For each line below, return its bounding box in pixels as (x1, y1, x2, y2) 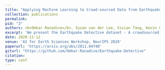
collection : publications (5, 12, 58, 17)
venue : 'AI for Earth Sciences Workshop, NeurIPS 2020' (5, 39, 122, 44)
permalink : (5, 16, 27, 21)
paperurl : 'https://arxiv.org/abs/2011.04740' (5, 44, 102, 49)
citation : (5, 53, 26, 58)
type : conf (5, 58, 27, 63)
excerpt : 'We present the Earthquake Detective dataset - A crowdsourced (5, 30, 160, 35)
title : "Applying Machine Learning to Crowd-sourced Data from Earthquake (5, 7, 162, 12)
